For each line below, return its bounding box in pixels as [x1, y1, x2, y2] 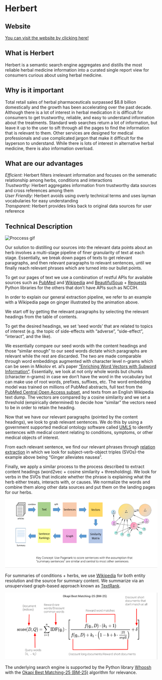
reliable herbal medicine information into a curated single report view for [5, 67, 149, 73]
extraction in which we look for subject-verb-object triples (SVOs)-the [5, 449, 145, 455]
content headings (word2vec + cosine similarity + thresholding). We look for [5, 469, 157, 475]
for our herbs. [5, 490, 33, 495]
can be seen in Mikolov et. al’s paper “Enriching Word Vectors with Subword [5, 364, 157, 370]
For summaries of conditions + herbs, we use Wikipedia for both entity [5, 572, 146, 579]
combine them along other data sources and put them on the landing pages [5, 484, 156, 490]
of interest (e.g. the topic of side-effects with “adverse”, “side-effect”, [5, 328, 144, 334]
